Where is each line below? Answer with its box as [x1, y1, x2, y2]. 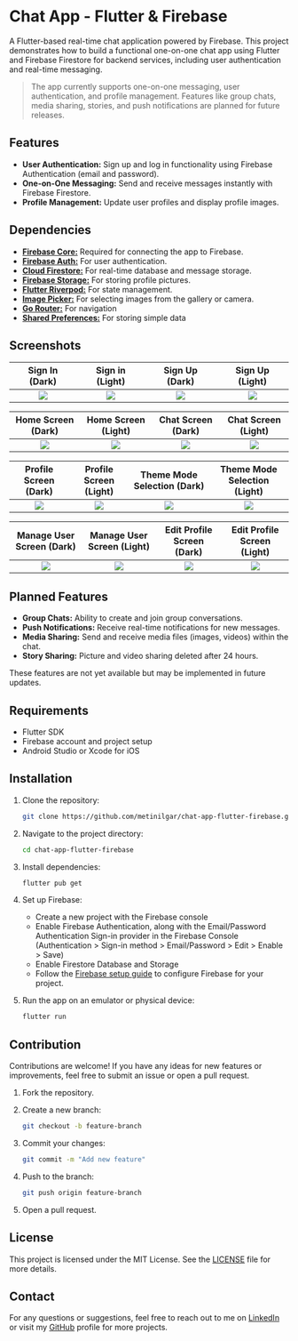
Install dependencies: [21, 861, 101, 872]
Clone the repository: [21, 794, 100, 806]
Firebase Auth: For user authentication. [21, 255, 168, 266]
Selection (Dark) [133, 480, 205, 493]
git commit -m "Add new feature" [21, 1155, 146, 1164]
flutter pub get [21, 879, 82, 887]
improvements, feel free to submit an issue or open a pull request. [9, 1070, 250, 1081]
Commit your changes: [21, 1138, 106, 1148]
